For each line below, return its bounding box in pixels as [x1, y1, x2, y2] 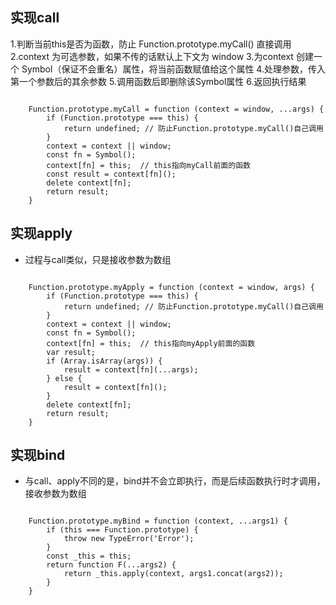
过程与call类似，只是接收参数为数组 [24, 253, 172, 265]
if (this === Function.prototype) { [46, 525, 199, 535]
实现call [10, 9, 60, 27]
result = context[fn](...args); [63, 364, 199, 375]
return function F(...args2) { [46, 560, 177, 570]
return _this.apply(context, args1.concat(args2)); [63, 569, 284, 579]
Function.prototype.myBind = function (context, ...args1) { [28, 516, 288, 527]
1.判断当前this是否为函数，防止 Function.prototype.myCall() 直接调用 [10, 38, 292, 50]
